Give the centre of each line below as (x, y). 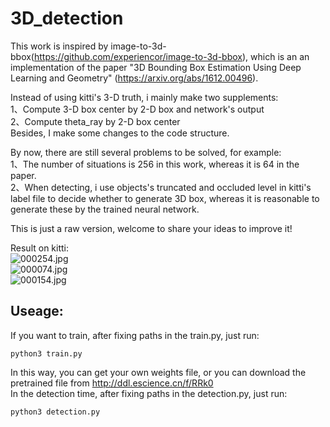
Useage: (37, 311)
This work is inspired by (59, 46)
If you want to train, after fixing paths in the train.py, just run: (135, 335)
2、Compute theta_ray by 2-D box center (95, 121)
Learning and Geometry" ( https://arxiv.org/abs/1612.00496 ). (134, 78)
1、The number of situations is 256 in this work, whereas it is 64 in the (155, 164)
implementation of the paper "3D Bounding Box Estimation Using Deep (156, 67)
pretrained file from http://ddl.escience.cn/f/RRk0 (112, 383)
